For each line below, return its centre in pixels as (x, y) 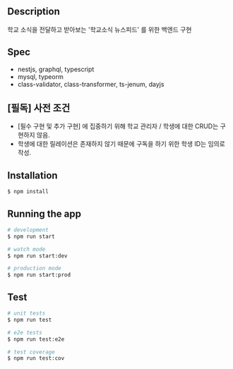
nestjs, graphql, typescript (56, 69)
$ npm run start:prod (39, 275)
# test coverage (31, 352)
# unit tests (26, 313)
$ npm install (28, 192)
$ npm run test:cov (36, 358)
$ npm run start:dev (38, 256)
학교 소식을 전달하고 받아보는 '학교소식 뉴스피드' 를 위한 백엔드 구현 (100, 29)
